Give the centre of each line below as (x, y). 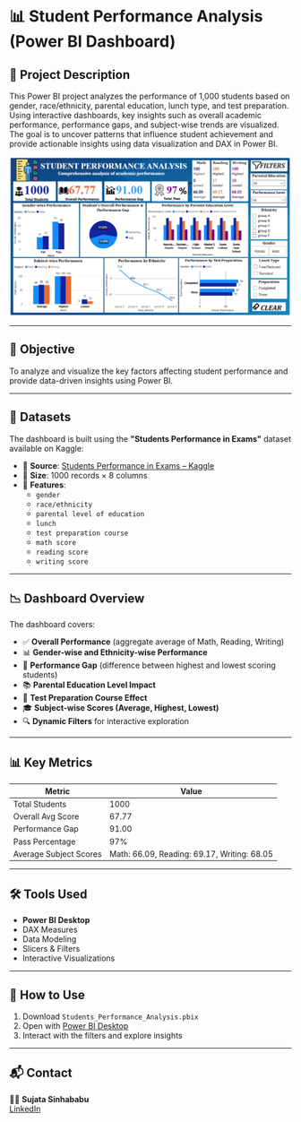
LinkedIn (25, 1109)
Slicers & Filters (51, 949)
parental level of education (90, 514)
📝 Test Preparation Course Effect (85, 698)
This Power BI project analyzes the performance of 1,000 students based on (150, 96)
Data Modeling (49, 939)
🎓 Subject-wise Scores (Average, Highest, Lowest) (120, 708)
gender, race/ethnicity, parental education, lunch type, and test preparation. (149, 106)
